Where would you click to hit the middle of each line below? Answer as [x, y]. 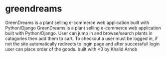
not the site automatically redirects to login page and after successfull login [83, 43]
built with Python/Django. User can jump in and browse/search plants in [79, 33]
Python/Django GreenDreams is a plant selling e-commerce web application [83, 27]
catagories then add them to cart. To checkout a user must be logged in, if [82, 38]
